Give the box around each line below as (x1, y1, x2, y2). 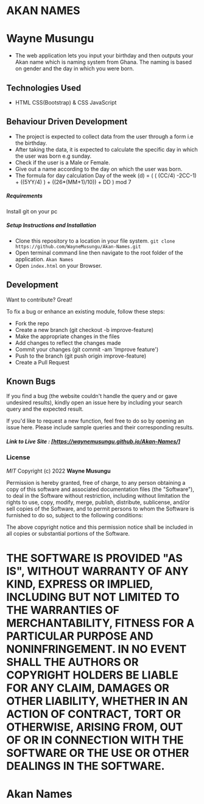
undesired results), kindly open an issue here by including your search (6, 399, 183, 407)
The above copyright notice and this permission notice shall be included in (6, 523, 193, 531)
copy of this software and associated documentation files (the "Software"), (6, 485, 195, 493)
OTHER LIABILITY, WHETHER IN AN (6, 694, 188, 708)
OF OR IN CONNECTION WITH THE (6, 733, 184, 747)
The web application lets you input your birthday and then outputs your (15, 52, 194, 59)
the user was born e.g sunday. (15, 152, 92, 160)
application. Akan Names (15, 255, 74, 263)
